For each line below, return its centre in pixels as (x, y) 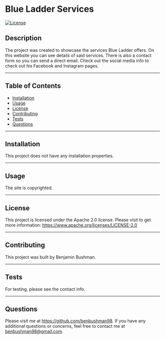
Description (23, 38)
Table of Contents (33, 86)
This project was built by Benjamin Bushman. (51, 257)
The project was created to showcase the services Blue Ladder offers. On (80, 50)
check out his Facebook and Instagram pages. (52, 66)
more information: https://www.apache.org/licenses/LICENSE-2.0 (71, 225)
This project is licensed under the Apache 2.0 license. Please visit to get (78, 220)
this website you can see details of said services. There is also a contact (78, 55)
